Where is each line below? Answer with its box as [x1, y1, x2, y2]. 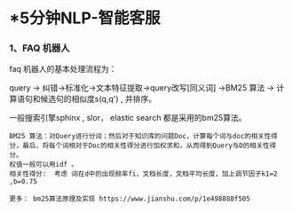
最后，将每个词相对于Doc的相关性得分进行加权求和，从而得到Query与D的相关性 [21, 141, 270, 151]
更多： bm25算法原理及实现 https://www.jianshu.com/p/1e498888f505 [9, 194, 250, 204]
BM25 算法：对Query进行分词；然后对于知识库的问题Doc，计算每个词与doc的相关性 [9, 132, 272, 141]
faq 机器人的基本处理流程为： [9, 64, 117, 75]
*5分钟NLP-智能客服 [9, 8, 162, 28]
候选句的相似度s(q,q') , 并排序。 [39, 94, 157, 105]
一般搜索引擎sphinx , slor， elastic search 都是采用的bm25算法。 [9, 113, 247, 123]
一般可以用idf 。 [21, 161, 78, 169]
